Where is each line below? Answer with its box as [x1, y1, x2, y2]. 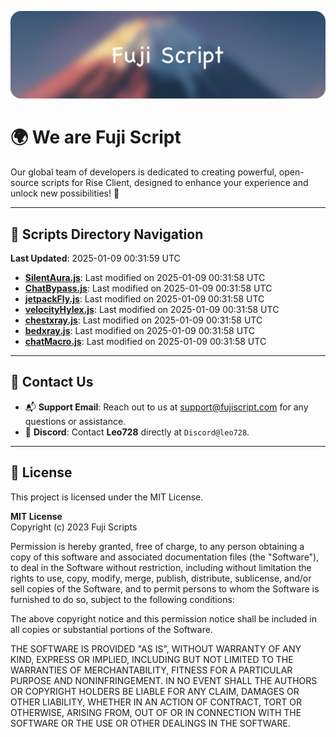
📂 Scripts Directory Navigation [10, 226, 204, 243]
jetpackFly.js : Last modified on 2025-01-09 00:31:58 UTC [24, 293, 265, 305]
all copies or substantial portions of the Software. [10, 623, 213, 635]
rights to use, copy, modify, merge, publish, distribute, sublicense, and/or [10, 572, 312, 584]
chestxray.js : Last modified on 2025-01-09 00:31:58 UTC [24, 314, 263, 326]
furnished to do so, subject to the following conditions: [10, 593, 235, 605]
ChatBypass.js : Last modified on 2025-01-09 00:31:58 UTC [24, 282, 273, 295]
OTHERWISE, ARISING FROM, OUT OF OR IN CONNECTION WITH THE [10, 706, 302, 718]
